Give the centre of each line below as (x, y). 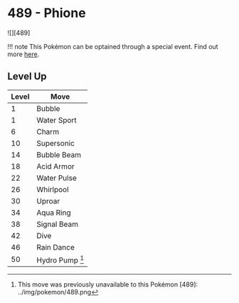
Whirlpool (53, 189)
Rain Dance (55, 247)
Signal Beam (57, 224)
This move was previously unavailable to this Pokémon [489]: (107, 285)
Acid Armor (55, 166)
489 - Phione (47, 13)
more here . (23, 54)
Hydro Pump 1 (60, 260)
